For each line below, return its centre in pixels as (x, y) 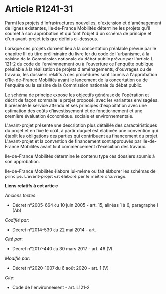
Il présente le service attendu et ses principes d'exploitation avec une (76, 105)
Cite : (10, 277)
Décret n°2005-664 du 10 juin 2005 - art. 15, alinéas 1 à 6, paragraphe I (85, 205)
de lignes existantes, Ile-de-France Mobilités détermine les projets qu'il (78, 28)
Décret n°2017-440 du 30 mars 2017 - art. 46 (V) (62, 248)
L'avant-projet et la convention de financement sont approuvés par (73, 141)
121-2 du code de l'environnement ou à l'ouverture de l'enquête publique (79, 64)
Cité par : (14, 239)
